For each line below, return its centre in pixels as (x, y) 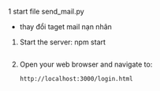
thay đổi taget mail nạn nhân (66, 27)
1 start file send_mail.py (46, 11)
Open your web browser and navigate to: (86, 64)
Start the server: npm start (63, 42)
